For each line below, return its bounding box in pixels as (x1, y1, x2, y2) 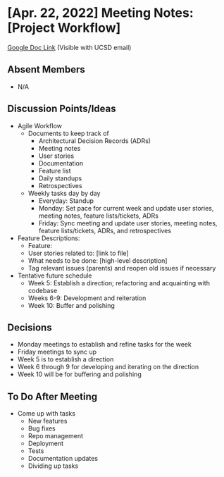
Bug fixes (27, 424, 56, 433)
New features (27, 417, 68, 426)
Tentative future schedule (17, 271, 93, 280)
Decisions (7, 321, 52, 333)
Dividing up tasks (27, 461, 79, 470)
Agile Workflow (17, 121, 62, 130)
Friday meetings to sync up (17, 347, 97, 357)
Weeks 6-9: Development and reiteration (27, 294, 147, 302)
